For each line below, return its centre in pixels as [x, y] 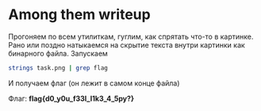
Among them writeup [79, 15]
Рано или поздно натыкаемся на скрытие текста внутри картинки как [127, 44]
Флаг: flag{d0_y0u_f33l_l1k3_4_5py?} [71, 98]
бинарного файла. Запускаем [58, 53]
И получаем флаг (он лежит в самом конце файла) [94, 83]
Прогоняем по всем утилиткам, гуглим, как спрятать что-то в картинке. [131, 36]
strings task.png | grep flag [58, 68]
